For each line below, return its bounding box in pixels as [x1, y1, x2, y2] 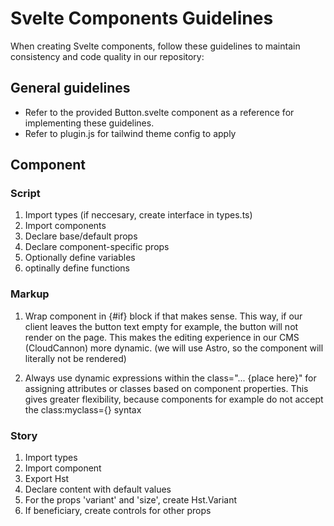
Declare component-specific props [24, 241, 170, 253]
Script [10, 187, 41, 201]
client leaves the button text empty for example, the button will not [24, 320, 299, 332]
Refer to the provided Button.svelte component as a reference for [24, 106, 295, 118]
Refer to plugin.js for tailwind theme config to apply [24, 127, 237, 139]
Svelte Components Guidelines [10, 7, 274, 30]
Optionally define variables [24, 252, 136, 264]
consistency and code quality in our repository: [10, 50, 205, 62]
